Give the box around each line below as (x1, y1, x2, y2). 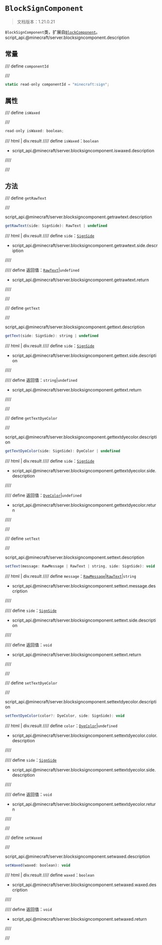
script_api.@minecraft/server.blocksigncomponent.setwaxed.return (12, 916, 147, 922)
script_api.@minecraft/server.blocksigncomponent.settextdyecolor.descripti (5, 698, 157, 704)
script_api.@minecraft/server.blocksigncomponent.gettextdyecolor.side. (12, 467, 157, 473)
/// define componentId (5, 63, 49, 69)
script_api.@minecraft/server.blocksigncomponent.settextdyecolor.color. (12, 732, 158, 738)
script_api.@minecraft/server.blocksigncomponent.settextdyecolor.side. (12, 767, 156, 772)
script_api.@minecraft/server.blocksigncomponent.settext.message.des (12, 583, 156, 588)
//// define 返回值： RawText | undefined (5, 267, 80, 273)
